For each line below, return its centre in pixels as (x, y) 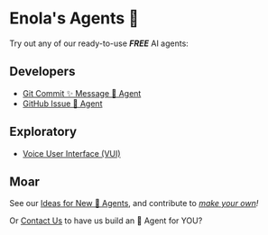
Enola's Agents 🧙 (74, 18)
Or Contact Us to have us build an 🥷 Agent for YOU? (106, 221)
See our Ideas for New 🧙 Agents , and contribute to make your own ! (134, 203)
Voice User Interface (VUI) (71, 153)
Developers (42, 72)
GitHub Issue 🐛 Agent (62, 104)
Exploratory (43, 132)
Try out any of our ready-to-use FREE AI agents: (99, 43)
